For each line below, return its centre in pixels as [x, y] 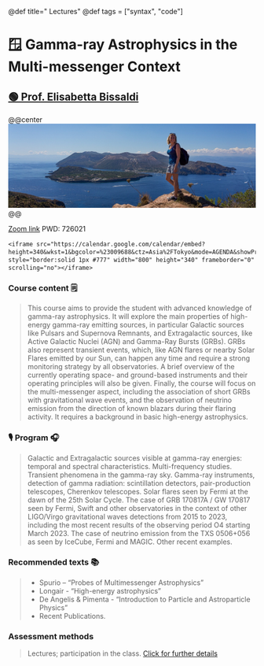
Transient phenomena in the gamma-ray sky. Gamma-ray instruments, [141, 475]
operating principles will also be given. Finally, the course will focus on [141, 383]
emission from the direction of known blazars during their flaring [132, 409]
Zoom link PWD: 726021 [47, 228]
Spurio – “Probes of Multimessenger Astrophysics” [121, 583]
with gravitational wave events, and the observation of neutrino [130, 400]
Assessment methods [51, 636]
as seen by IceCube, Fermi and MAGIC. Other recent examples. [130, 542]
